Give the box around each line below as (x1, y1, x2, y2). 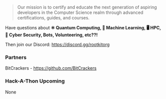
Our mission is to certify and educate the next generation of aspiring (17, 4, 157, 10)
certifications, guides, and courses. (17, 15, 90, 20)
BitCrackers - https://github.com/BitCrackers (5, 65, 97, 71)
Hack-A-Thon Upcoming (5, 78, 65, 85)
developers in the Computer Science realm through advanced (17, 9, 144, 15)
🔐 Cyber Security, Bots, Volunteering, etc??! (5, 32, 98, 38)
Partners (5, 54, 27, 61)
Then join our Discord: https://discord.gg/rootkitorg (5, 42, 110, 47)
